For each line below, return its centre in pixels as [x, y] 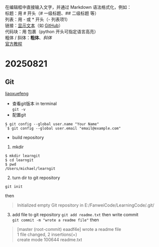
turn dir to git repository [36, 178]
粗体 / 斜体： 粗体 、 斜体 [29, 38]
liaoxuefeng [17, 93]
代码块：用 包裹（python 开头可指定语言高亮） [52, 31]
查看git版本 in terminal [34, 103]
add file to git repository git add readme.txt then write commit [75, 215]
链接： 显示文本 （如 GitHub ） [34, 25]
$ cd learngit [20, 160]
